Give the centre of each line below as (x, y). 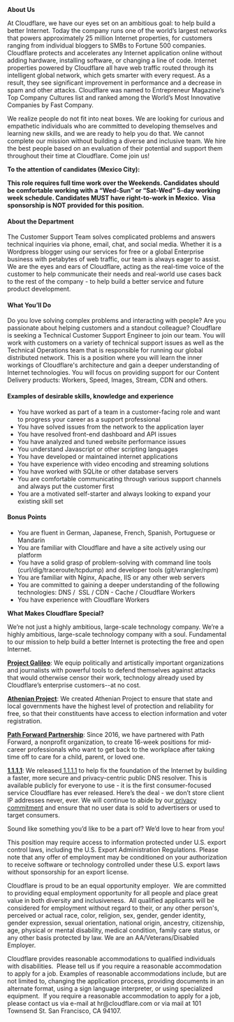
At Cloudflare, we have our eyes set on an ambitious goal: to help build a (111, 23)
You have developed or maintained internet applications (97, 456)
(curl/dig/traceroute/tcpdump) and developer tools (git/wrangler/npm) (118, 569)
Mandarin (31, 540)
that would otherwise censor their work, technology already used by (105, 677)
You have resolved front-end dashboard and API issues (97, 434)
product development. (39, 289)
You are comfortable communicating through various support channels (119, 478)
